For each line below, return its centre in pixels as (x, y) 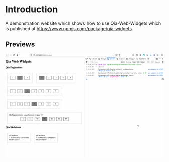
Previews (20, 45)
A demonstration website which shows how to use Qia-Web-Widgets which (83, 23)
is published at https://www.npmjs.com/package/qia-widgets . (69, 28)
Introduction (32, 9)
